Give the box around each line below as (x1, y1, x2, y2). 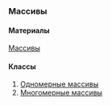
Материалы (8, 26, 50, 35)
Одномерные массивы (19, 79, 99, 89)
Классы (8, 62, 36, 71)
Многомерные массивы (19, 88, 103, 98)
